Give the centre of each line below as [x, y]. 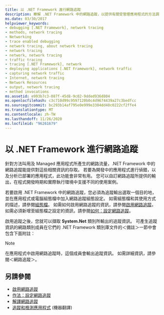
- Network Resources [26, 82]
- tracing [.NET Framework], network [43, 64]
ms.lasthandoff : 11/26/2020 [34, 119]
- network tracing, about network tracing [49, 46]
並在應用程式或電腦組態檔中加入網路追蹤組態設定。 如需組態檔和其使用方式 [81, 198]
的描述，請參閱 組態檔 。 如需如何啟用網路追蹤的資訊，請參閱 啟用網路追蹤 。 [81, 205]
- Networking [18, 37]
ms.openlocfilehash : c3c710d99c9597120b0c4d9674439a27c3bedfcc [71, 101]
